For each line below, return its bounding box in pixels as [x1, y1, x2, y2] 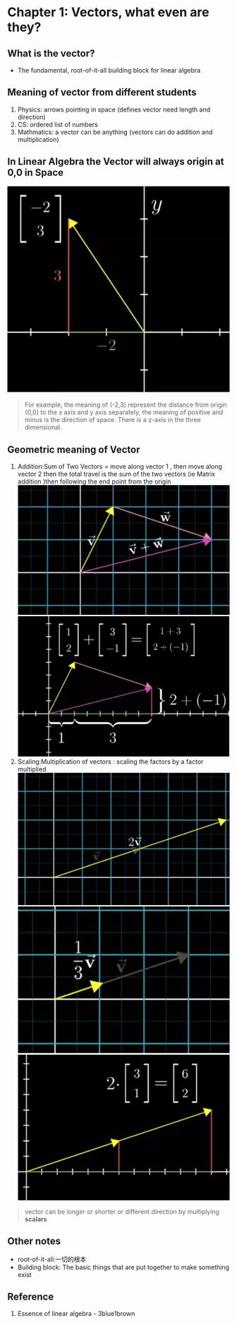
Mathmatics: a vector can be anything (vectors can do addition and [17, 128, 213, 136]
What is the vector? [7, 47, 95, 59]
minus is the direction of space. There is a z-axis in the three [24, 416, 201, 424]
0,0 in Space [7, 167, 64, 179]
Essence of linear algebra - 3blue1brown [17, 1309, 135, 1318]
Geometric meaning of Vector [7, 443, 140, 455]
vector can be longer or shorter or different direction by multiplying [24, 1207, 220, 1216]
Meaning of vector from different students [7, 86, 197, 99]
